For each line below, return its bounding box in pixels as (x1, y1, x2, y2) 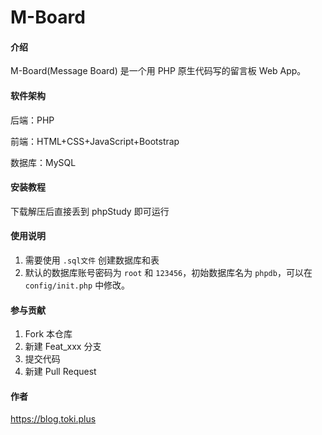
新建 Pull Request (24, 366, 97, 378)
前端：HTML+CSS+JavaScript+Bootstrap (10, 135, 180, 147)
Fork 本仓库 (24, 328, 73, 340)
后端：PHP (10, 114, 55, 126)
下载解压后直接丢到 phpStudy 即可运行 (10, 205, 170, 217)
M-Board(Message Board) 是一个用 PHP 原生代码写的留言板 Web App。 (10, 65, 307, 77)
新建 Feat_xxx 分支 (24, 341, 102, 353)
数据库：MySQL (10, 156, 77, 168)
